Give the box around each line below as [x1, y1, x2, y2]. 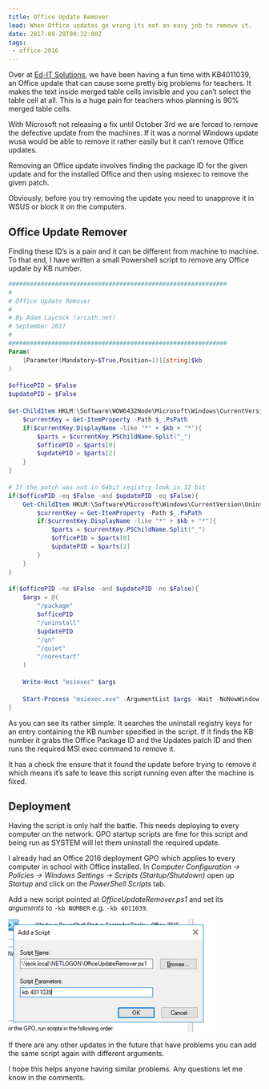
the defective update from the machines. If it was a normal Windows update [8, 128, 259, 138]
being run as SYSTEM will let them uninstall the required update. [8, 838, 221, 847]
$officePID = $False [8, 381, 78, 390]
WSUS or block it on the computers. [8, 202, 126, 212]
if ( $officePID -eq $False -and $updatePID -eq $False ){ [8, 491, 199, 500]
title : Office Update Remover [8, 13, 110, 21]
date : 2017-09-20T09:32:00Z [8, 30, 102, 38]
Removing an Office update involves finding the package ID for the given [8, 161, 248, 170]
